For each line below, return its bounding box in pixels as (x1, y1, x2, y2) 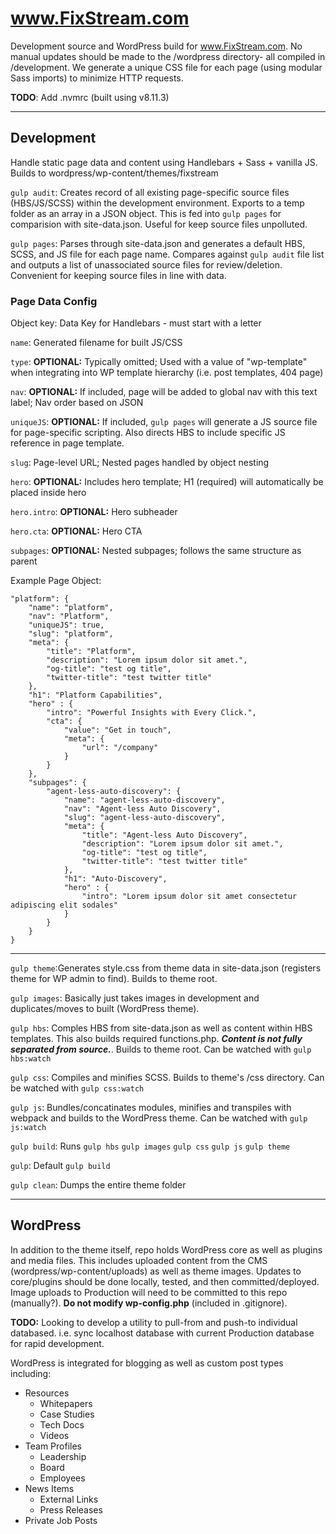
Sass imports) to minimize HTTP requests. (10, 72, 184, 84)
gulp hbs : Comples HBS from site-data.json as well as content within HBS (10, 1022, 313, 1034)
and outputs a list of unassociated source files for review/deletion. (10, 258, 283, 271)
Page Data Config (10, 294, 98, 308)
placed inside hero (10, 487, 87, 499)
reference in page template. (10, 437, 125, 449)
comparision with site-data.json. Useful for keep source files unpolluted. (10, 218, 308, 230)
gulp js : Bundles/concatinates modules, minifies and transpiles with (10, 1102, 292, 1114)
